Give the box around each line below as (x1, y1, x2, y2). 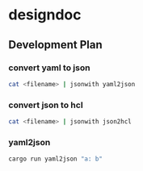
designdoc (8, 6, 82, 24)
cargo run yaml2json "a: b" (8, 155, 103, 163)
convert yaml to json (8, 62, 90, 73)
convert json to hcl (8, 99, 83, 111)
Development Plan (8, 38, 103, 52)
